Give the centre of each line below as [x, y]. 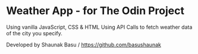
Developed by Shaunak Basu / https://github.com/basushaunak [84, 45]
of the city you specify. [34, 33]
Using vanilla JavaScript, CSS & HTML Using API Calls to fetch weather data [99, 27]
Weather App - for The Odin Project [95, 11]
